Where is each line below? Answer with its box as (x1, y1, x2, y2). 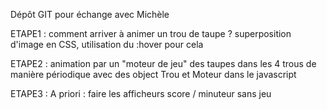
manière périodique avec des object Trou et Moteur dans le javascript (10, 69, 297, 80)
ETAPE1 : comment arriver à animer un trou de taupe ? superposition (10, 28, 292, 39)
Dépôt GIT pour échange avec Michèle (10, 9, 170, 20)
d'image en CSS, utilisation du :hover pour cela (10, 39, 204, 50)
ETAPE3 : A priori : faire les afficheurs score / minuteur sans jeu (10, 88, 272, 99)
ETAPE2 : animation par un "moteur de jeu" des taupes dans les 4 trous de (10, 58, 317, 69)
